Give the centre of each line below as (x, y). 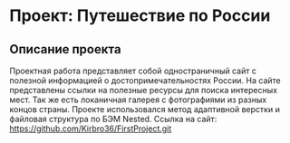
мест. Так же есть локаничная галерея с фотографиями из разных (138, 100)
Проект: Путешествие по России (140, 16)
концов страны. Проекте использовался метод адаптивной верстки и (145, 109)
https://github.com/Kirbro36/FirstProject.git (91, 129)
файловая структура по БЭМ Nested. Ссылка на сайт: (113, 119)
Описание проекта (65, 49)
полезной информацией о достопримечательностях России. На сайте (145, 81)
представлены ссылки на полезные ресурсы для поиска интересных (144, 90)
